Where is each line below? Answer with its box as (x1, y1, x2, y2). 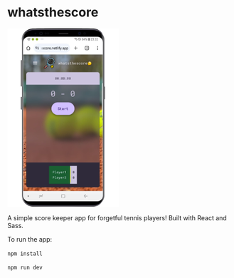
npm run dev (7, 264, 43, 271)
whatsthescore (7, 4, 99, 21)
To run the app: (7, 235, 53, 243)
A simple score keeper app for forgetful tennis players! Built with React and (7, 213, 228, 222)
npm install (7, 250, 43, 257)
